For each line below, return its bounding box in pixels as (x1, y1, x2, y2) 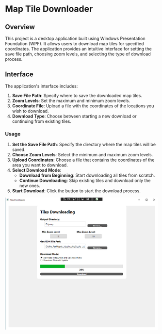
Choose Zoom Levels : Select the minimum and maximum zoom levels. (12, 152, 153, 158)
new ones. (19, 183, 40, 189)
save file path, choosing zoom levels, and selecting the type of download (5, 51, 151, 57)
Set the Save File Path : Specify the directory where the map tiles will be (12, 142, 156, 148)
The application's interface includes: (5, 83, 78, 89)
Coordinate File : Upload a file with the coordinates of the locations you (12, 103, 154, 109)
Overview (5, 23, 35, 31)
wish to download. (12, 108, 49, 114)
